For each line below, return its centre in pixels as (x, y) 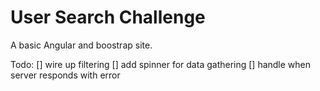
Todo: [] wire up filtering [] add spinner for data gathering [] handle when (161, 64)
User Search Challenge (108, 17)
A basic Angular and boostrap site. (81, 45)
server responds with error (65, 75)
